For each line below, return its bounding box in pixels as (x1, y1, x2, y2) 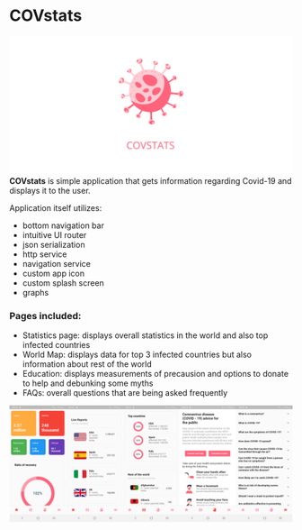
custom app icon (22, 268, 85, 279)
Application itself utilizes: (9, 203, 102, 214)
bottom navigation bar (22, 220, 105, 231)
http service (22, 249, 67, 260)
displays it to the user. (9, 186, 92, 196)
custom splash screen (22, 278, 105, 288)
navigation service (22, 259, 92, 270)
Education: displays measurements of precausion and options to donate (22, 369, 289, 379)
